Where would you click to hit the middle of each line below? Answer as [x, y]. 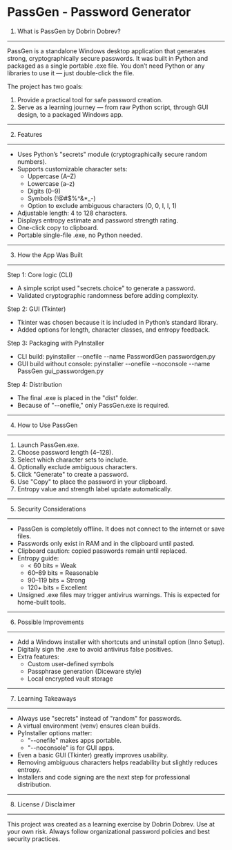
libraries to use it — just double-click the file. [71, 73]
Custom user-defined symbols [71, 663]
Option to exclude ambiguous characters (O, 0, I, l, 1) [102, 205]
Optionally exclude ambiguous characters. [77, 466]
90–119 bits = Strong [56, 580]
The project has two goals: [45, 86]
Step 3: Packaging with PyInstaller [56, 343]
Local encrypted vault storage [70, 679]
